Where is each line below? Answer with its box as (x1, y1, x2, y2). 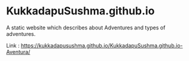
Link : (6, 42, 20, 49)
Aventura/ (6, 48, 31, 55)
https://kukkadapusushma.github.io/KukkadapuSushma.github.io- (20, 42, 183, 49)
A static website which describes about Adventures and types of (6, 24, 166, 31)
